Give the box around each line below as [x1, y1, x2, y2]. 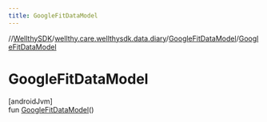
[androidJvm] [8, 96, 54, 106]
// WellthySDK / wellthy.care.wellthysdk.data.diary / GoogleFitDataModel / [8, 33, 240, 43]
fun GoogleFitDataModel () [8, 104, 94, 114]
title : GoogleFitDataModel [8, 11, 98, 20]
